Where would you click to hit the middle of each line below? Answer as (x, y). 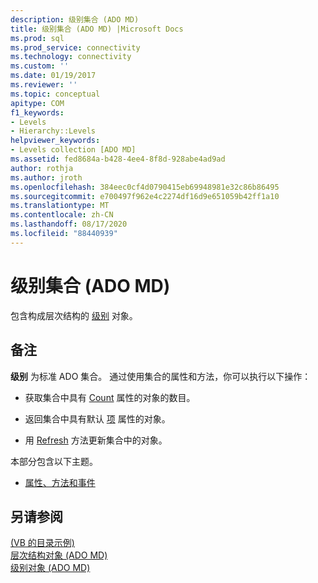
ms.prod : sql (37, 38)
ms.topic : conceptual (55, 94)
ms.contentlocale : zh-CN (62, 215)
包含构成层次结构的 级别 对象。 (74, 315)
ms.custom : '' (40, 66)
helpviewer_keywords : (55, 141)
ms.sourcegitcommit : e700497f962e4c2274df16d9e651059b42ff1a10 (145, 196)
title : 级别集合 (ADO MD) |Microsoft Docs (97, 29)
